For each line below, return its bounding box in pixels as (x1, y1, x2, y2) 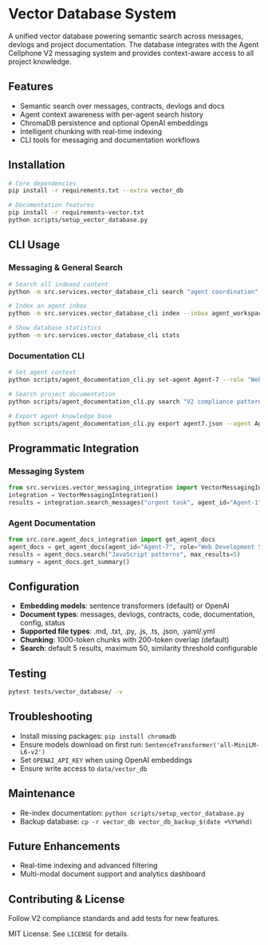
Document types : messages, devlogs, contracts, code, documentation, (19, 609, 255, 619)
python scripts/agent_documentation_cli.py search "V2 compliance (8, 397, 234, 406)
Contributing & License (8, 892, 125, 906)
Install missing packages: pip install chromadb (19, 731, 177, 741)
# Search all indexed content (8, 280, 109, 288)
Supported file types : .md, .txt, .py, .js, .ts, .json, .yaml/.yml (19, 626, 215, 636)
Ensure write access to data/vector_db (19, 764, 148, 773)
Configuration (8, 580, 80, 594)
